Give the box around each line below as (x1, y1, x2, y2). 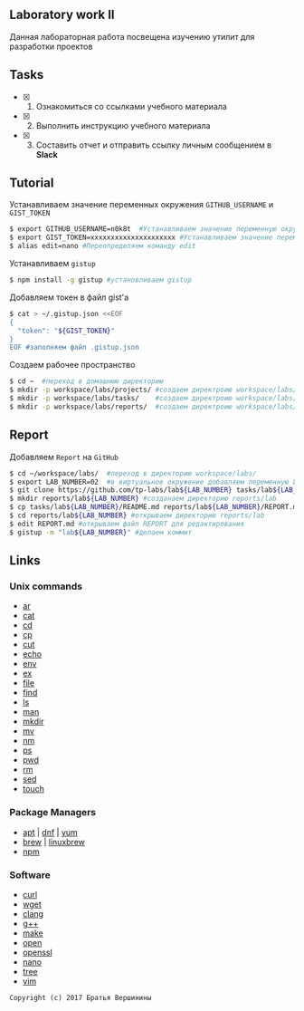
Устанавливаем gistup (9, 258, 97, 269)
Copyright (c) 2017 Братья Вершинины (9, 993, 152, 1002)
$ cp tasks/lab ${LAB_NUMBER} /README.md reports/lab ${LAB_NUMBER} (9, 503, 261, 512)
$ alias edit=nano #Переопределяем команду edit (9, 242, 196, 251)
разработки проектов (9, 41, 93, 52)
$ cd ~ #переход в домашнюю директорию (9, 377, 165, 386)
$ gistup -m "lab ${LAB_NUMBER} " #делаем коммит (9, 527, 193, 537)
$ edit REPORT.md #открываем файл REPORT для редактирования (9, 519, 245, 528)
